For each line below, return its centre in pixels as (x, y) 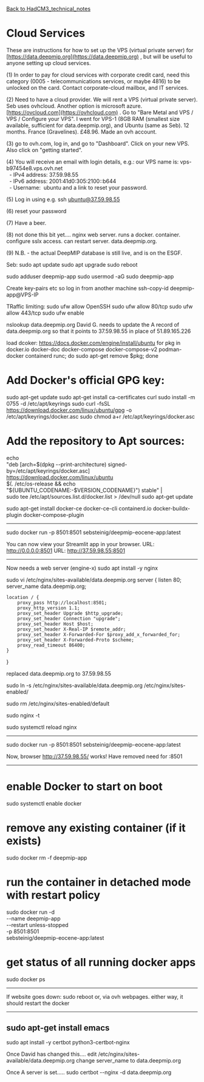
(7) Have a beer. (26, 223)
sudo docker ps (26, 979)
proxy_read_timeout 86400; (51, 645)
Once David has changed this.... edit (52, 1054)
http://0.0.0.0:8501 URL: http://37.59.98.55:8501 (66, 550)
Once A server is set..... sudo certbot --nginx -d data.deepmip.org (89, 1072)
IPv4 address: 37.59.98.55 (46, 174)
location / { (23, 597)
